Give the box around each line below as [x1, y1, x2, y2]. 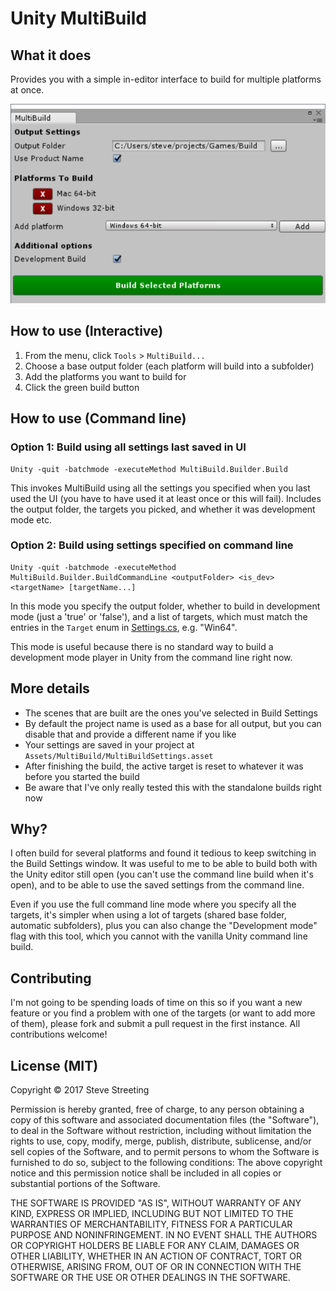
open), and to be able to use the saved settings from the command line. [10, 879, 305, 891]
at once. [10, 84, 45, 96]
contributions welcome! [10, 1028, 108, 1041]
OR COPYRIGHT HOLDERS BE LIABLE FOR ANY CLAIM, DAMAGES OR [10, 1240, 300, 1252]
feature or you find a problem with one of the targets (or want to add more [10, 1007, 316, 1019]
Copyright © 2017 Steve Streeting [10, 1084, 150, 1096]
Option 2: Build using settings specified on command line [10, 538, 294, 552]
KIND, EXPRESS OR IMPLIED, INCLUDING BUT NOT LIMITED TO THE [10, 1208, 294, 1220]
